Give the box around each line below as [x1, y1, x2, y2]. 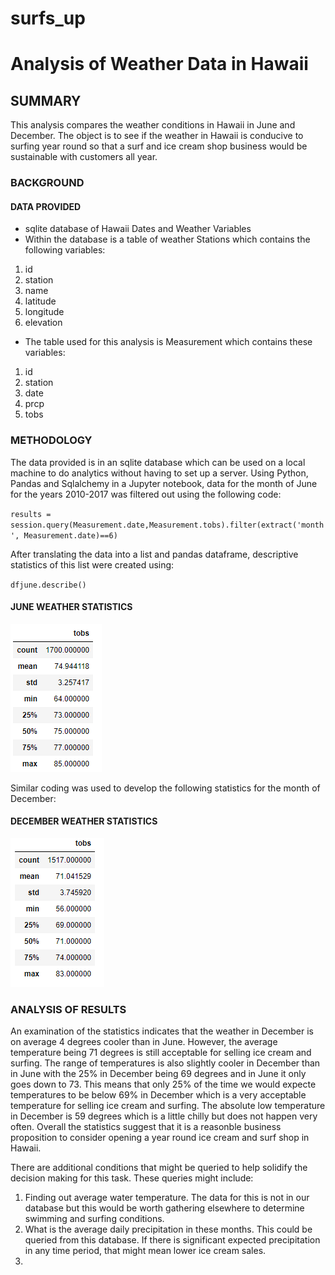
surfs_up [10, 7, 86, 30]
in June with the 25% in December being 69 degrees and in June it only [10, 1068, 307, 1080]
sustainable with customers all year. [10, 151, 158, 163]
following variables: [24, 244, 106, 256]
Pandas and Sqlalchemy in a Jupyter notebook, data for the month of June [10, 477, 318, 489]
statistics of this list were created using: [10, 558, 175, 571]
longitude [24, 306, 65, 318]
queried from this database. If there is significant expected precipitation [24, 1234, 321, 1246]
